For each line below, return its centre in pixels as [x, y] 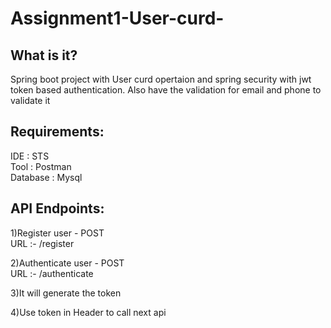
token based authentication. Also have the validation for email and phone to [166, 90]
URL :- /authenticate [52, 273]
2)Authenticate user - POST [67, 263]
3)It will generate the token [66, 293]
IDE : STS [30, 156]
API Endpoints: [57, 208]
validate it [30, 100]
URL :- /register [42, 243]
